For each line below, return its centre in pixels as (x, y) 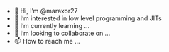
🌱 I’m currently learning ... (52, 26)
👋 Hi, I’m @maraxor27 (46, 11)
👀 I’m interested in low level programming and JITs (88, 18)
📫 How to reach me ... (47, 41)
